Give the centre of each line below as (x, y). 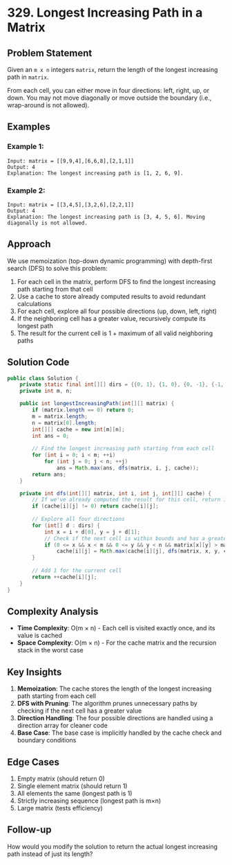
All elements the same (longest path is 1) (75, 794)
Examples (29, 127)
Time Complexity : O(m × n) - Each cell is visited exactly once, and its (116, 628)
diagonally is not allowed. (48, 223)
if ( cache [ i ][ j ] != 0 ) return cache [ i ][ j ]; (96, 506)
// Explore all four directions (79, 519)
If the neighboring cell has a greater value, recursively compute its (111, 318)
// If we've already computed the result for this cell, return (126, 500)
